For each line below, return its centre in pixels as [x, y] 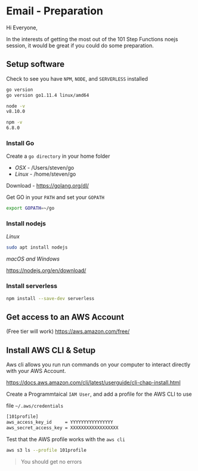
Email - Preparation [55, 11]
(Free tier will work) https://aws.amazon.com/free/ [68, 331]
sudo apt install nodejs [37, 247]
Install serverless [32, 286]
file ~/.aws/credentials [35, 406]
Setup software [35, 64]
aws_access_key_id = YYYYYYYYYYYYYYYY [60, 423]
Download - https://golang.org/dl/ [48, 186]
